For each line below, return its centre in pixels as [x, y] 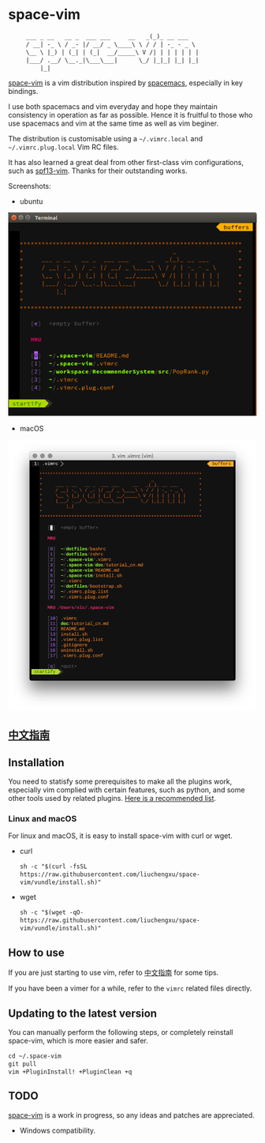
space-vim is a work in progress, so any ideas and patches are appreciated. [131, 1115]
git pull [22, 1064]
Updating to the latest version [83, 1013]
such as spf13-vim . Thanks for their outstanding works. [98, 171]
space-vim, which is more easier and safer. [78, 1041]
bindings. [23, 91]
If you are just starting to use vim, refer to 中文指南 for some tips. [114, 972]
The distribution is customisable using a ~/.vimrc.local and [106, 138]
